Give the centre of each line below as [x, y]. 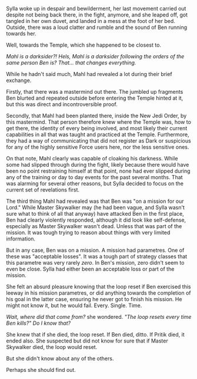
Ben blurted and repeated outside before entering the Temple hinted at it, [95, 98]
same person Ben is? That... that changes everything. [71, 62]
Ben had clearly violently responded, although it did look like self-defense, [96, 220]
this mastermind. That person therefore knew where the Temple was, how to [98, 122]
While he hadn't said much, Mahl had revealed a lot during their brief [89, 74]
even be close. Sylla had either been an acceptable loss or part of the [90, 269]
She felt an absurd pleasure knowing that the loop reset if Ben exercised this [98, 286]
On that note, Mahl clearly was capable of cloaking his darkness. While [92, 158]
